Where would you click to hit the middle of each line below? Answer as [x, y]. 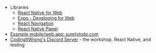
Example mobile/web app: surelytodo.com [54, 34]
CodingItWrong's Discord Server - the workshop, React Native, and [81, 39]
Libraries [19, 7]
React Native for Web [40, 13]
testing [17, 45]
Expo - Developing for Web [46, 18]
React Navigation [36, 23]
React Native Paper [38, 29]
